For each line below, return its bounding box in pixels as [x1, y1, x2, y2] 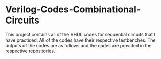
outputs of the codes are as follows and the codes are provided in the [5, 42, 152, 48]
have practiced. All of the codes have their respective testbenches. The [5, 37, 156, 43]
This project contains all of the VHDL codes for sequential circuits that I [5, 31, 156, 37]
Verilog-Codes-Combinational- [5, 4, 141, 15]
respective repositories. [5, 48, 55, 54]
